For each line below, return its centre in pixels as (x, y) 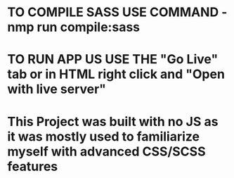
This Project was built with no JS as (113, 121)
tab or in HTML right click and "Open (116, 74)
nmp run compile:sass (74, 27)
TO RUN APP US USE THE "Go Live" (113, 59)
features (33, 166)
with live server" (57, 89)
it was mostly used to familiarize (104, 136)
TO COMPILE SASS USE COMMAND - (117, 12)
